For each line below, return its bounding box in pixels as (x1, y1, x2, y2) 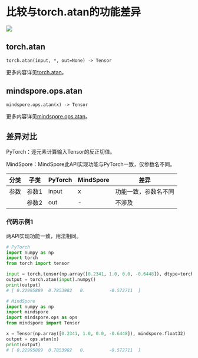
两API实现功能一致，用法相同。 (6, 232, 82, 239)
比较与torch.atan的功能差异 (6, 5, 141, 19)
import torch (6, 255, 38, 261)
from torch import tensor (6, 260, 70, 267)
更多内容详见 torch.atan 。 (6, 68, 67, 75)
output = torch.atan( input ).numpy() (6, 277, 96, 283)
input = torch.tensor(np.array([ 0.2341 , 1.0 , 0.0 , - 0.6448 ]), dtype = (6, 271, 181, 277)
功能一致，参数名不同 (114, 188, 174, 196)
